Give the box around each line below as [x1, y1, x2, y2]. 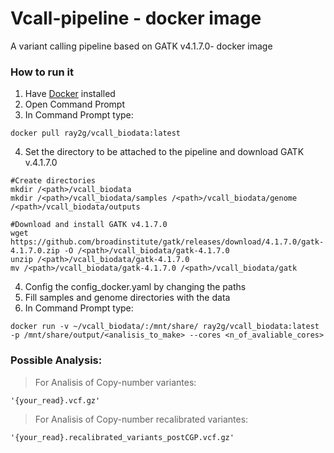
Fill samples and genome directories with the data [24, 292, 231, 304]
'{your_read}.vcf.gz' [10, 395, 101, 406]
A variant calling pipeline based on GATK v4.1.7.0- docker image [10, 40, 273, 52]
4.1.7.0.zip [10, 246, 60, 256]
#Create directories [10, 176, 97, 186]
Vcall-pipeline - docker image [10, 7, 262, 30]
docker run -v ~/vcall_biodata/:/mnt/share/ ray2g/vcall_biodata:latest [10, 322, 320, 332]
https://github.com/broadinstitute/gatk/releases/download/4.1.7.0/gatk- [10, 237, 325, 247]
